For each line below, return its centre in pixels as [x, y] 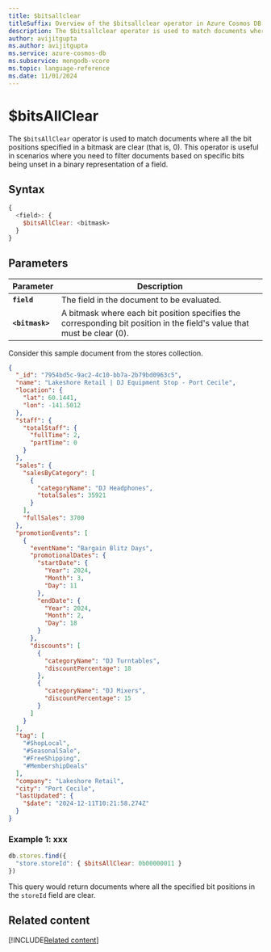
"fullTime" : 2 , [55, 436]
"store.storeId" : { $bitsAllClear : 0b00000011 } [99, 864]
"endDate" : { [59, 600]
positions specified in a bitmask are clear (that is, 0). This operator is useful [134, 147]
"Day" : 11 [61, 586]
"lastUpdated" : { [45, 796]
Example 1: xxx [38, 839]
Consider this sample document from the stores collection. [106, 353]
